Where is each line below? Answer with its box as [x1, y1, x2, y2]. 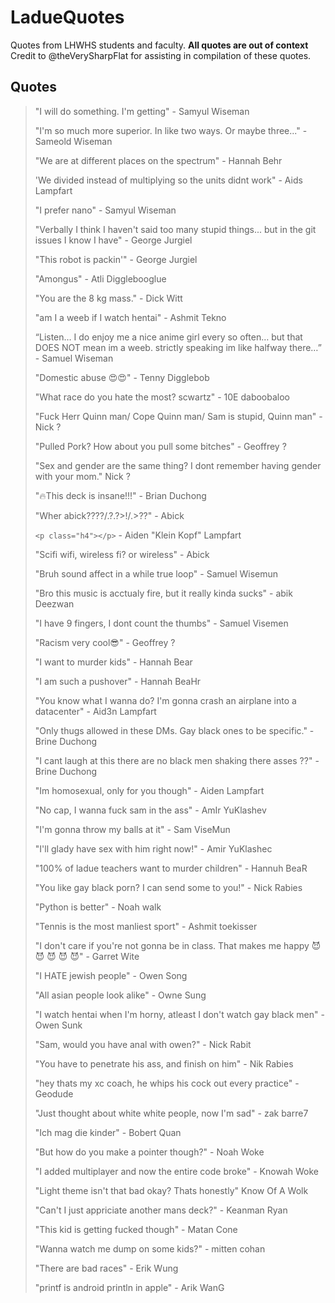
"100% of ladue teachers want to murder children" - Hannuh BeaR [34, 862, 308, 874]
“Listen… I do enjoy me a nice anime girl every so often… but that [34, 331, 303, 343]
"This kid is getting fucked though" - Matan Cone [34, 1223, 238, 1235]
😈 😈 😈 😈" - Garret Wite [34, 950, 140, 962]
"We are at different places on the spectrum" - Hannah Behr [34, 154, 283, 166]
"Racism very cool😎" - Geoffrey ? [34, 636, 176, 648]
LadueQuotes [10, 6, 125, 29]
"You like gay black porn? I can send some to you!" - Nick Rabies [34, 881, 303, 893]
